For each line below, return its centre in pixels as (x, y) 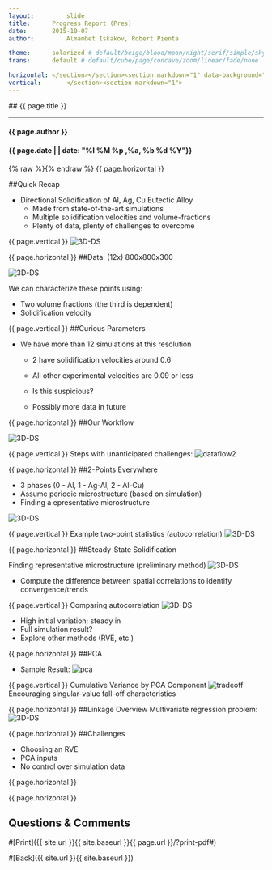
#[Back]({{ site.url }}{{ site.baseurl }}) (71, 858)
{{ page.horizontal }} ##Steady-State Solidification (92, 549)
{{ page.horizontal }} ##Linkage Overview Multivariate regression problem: (133, 709)
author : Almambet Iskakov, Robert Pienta (94, 38)
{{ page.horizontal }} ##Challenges (67, 733)
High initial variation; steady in (70, 621)
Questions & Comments (70, 823)
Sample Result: (45, 669)
